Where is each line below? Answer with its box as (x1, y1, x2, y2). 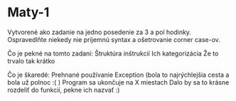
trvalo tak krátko (7, 56, 55, 65)
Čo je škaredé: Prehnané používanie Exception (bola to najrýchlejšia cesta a (7, 70, 230, 79)
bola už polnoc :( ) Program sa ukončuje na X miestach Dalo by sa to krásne (7, 78, 230, 86)
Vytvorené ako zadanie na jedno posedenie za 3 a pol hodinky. (7, 28, 192, 36)
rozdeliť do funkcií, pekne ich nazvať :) (7, 85, 120, 94)
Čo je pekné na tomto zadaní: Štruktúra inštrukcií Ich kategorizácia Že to (7, 49, 219, 58)
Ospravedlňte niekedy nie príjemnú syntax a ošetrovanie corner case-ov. (7, 35, 220, 43)
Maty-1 (7, 4, 50, 21)
